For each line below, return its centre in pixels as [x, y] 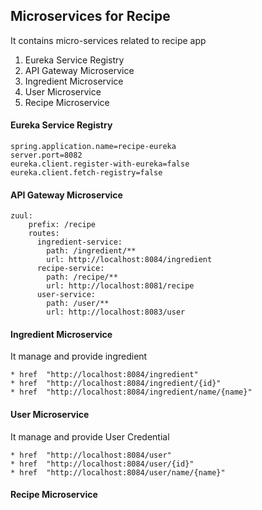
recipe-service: [70, 269]
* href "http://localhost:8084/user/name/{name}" [118, 472]
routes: [44, 234]
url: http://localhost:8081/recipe [120, 286]
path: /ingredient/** [91, 251]
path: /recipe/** [82, 277]
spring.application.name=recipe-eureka [93, 147]
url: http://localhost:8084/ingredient [129, 260]
